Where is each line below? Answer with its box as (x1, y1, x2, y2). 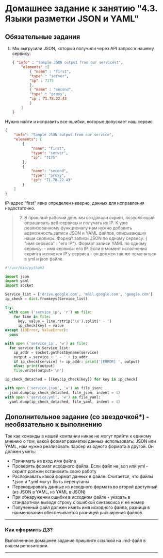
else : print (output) (14, 364, 55, 368)
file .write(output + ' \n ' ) (14, 368, 64, 373)
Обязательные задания (5, 33, 80, 41)
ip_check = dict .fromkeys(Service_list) (5, 296, 88, 301)
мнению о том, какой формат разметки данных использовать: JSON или (5, 438, 156, 444)
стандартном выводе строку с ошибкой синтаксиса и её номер (12, 499, 145, 506)
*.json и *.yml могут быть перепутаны (12, 479, 89, 485)
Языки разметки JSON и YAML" (5, 13, 139, 24)
